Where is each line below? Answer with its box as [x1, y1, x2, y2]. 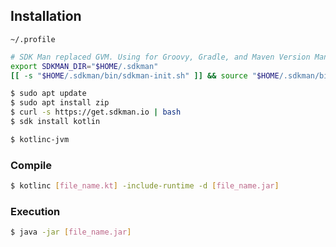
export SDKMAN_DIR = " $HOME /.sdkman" [10, 61, 159, 71]
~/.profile [10, 34, 56, 44]
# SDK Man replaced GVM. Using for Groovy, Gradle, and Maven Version [10, 52, 311, 62]
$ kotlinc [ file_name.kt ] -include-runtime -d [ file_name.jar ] [10, 181, 280, 191]
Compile [10, 158, 52, 172]
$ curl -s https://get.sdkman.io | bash [10, 107, 182, 118]
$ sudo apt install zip [10, 98, 110, 108]
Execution [10, 204, 61, 218]
